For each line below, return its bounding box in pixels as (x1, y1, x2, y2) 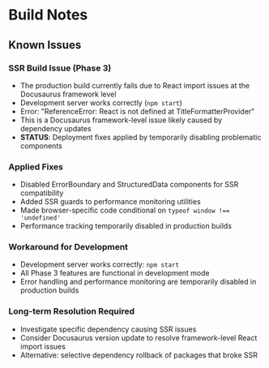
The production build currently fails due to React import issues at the (19, 80, 250, 90)
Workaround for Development (8, 242, 128, 253)
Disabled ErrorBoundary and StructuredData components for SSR (19, 180, 239, 190)
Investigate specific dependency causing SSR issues (19, 324, 197, 334)
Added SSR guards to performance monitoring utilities (19, 197, 201, 207)
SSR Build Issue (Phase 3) (8, 62, 112, 74)
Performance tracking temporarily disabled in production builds (19, 221, 233, 231)
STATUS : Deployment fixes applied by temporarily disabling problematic (19, 132, 262, 142)
